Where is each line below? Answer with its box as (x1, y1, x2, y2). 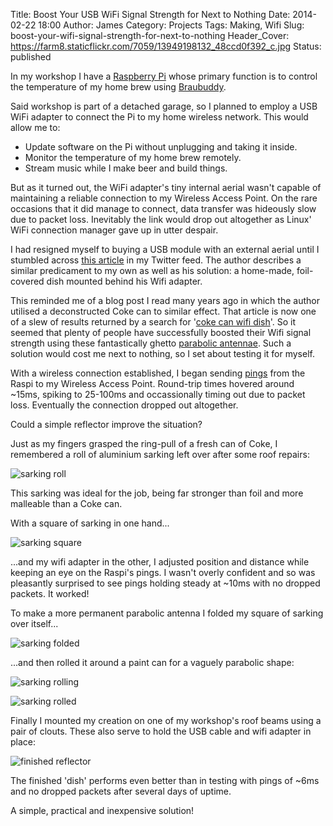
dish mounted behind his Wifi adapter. (46, 275, 203, 287)
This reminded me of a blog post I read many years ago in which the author (10, 295, 320, 306)
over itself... (10, 618, 59, 629)
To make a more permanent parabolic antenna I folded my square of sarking (10, 607, 324, 619)
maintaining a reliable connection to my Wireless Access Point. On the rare (10, 192, 318, 204)
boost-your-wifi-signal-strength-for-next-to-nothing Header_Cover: (10, 30, 290, 41)
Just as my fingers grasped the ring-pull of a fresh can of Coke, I (10, 438, 278, 449)
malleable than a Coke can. (10, 498, 123, 509)
